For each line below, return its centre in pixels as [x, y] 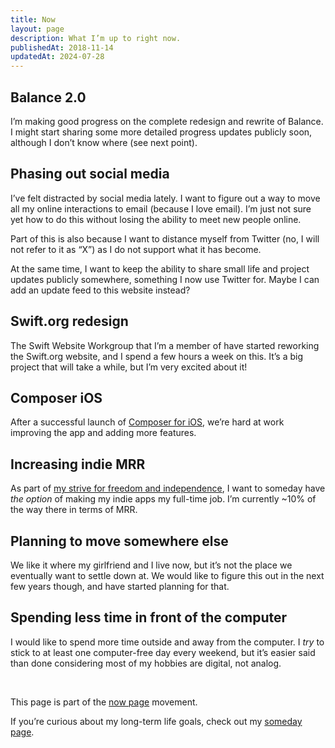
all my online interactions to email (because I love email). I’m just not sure [161, 208]
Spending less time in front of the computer [149, 617]
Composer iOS [56, 397]
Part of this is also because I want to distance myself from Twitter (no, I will [165, 238]
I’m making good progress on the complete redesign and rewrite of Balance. [167, 121]
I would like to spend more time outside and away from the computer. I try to [167, 642]
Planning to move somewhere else [119, 541]
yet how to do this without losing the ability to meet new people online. [156, 219]
